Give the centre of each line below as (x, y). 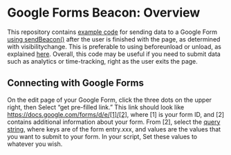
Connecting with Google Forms (75, 83)
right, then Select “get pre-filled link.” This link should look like (96, 107)
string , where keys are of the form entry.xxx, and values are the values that (114, 129)
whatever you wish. (35, 144)
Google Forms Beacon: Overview (104, 13)
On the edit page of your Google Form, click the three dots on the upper (110, 100)
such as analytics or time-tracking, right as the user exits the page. (103, 61)
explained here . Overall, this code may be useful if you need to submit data (114, 54)
